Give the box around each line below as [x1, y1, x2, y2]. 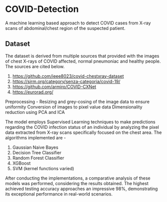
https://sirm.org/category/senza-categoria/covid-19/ [12, 78, 121, 84]
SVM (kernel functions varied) [12, 165, 74, 171]
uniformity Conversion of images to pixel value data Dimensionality [5, 103, 143, 110]
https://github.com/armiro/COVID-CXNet [12, 84, 96, 90]
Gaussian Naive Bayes [12, 144, 59, 150]
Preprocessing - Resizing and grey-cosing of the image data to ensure [5, 99, 150, 104]
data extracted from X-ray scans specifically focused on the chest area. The [5, 129, 162, 135]
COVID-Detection [5, 3, 79, 15]
